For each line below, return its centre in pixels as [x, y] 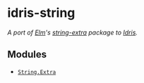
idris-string [41, 13]
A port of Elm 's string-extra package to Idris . [72, 32]
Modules [27, 55]
